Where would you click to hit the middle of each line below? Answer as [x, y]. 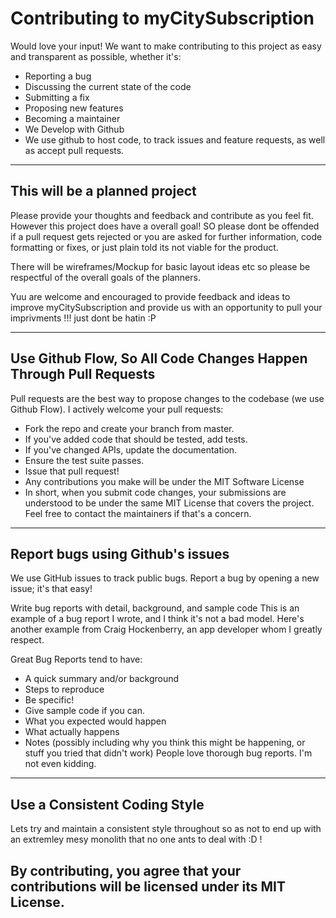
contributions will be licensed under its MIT [148, 886]
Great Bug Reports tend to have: [76, 659]
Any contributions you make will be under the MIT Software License [164, 481]
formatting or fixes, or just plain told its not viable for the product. [144, 247]
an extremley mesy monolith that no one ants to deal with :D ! [136, 839]
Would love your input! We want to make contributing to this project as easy [166, 46]
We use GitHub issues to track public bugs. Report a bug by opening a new [165, 578]
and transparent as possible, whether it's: [96, 56]
